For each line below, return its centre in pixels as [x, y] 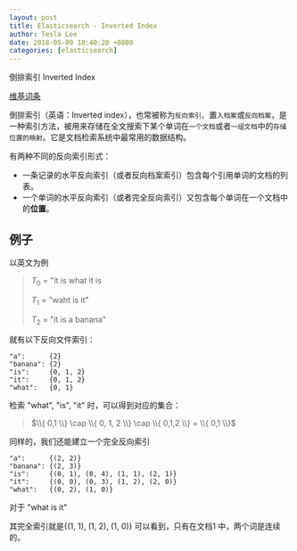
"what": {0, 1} [41, 388]
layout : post [33, 17]
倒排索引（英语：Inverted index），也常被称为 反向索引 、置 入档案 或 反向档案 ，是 [148, 115]
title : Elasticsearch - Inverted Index [83, 26]
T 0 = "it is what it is [66, 281]
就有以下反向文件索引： [52, 340]
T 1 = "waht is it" [60, 301]
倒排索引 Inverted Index [53, 78]
